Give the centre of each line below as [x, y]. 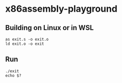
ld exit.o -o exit [25, 44]
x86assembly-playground [62, 9]
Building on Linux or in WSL [50, 28]
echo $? [13, 75]
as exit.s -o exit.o [27, 39]
